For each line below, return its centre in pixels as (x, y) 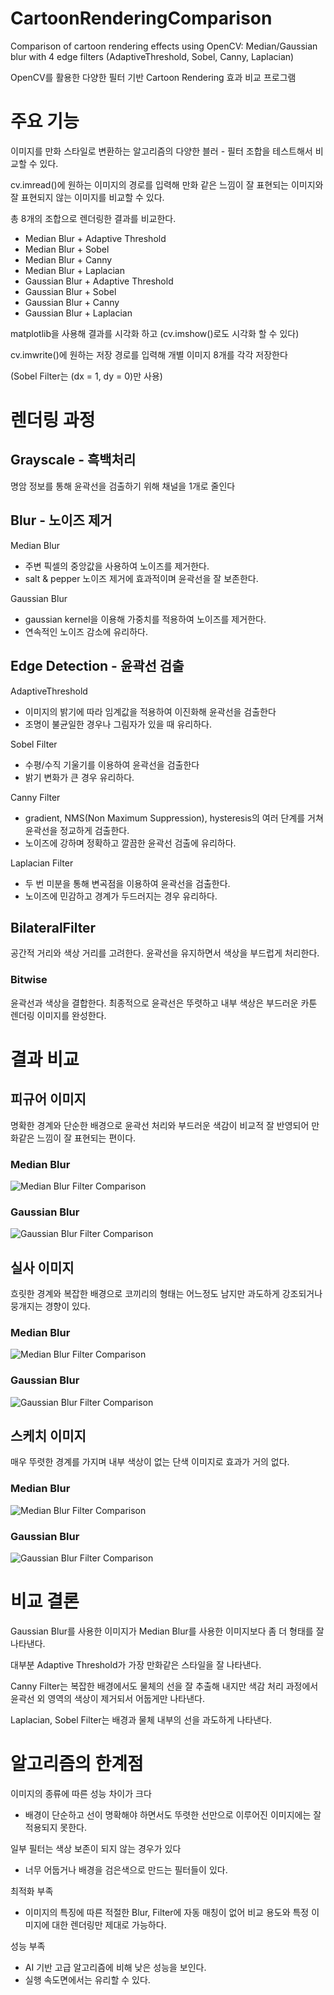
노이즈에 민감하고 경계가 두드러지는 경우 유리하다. (121, 896)
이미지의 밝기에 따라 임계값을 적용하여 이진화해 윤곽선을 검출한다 (150, 711)
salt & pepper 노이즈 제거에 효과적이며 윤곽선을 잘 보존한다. (141, 578)
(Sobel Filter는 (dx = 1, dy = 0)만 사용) (86, 376)
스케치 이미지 (48, 1436)
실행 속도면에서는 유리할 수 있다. (87, 1979)
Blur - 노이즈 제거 (61, 520)
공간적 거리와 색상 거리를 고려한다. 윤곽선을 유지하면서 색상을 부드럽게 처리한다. (165, 953)
